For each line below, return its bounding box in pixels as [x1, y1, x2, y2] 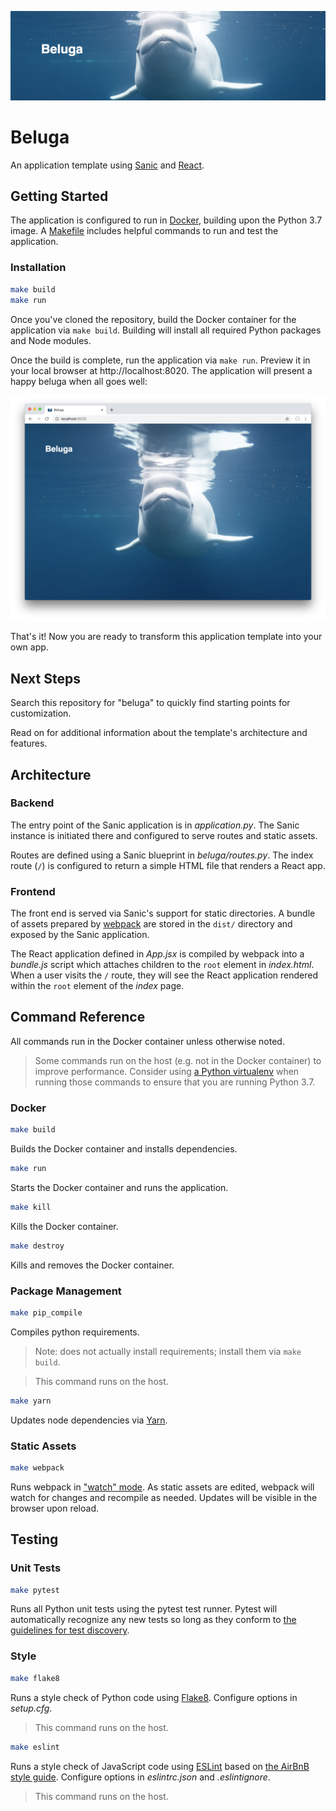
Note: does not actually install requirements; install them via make [34, 1345, 302, 1357]
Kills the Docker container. [10, 1220, 119, 1232]
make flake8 [10, 1673, 60, 1683]
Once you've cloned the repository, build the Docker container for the [10, 313, 297, 325]
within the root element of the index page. [10, 980, 185, 992]
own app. [10, 641, 49, 653]
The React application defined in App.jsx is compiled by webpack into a [10, 948, 305, 960]
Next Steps [10, 670, 81, 687]
